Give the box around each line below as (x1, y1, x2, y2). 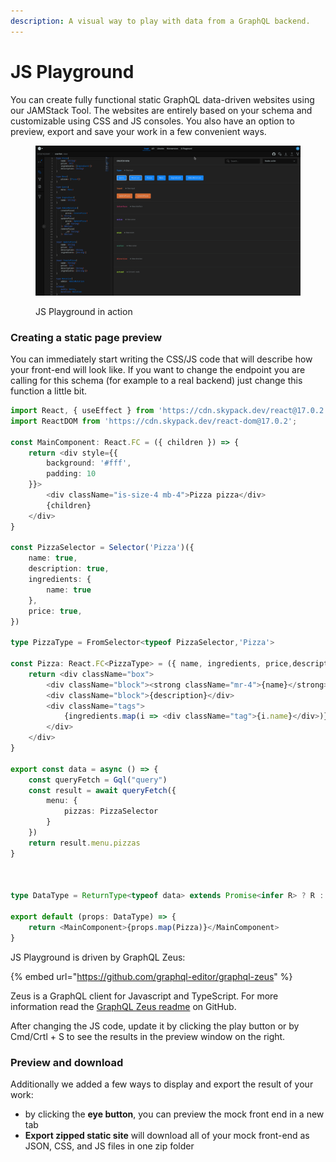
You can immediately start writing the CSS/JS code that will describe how (10, 353, 313, 365)
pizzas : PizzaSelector (63, 806, 159, 817)
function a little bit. (10, 385, 88, 397)
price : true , (28, 606, 83, 616)
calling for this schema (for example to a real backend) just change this (10, 375, 303, 387)
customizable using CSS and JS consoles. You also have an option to (10, 115, 295, 127)
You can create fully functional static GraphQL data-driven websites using (10, 93, 315, 105)
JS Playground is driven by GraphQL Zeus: (10, 951, 186, 963)
